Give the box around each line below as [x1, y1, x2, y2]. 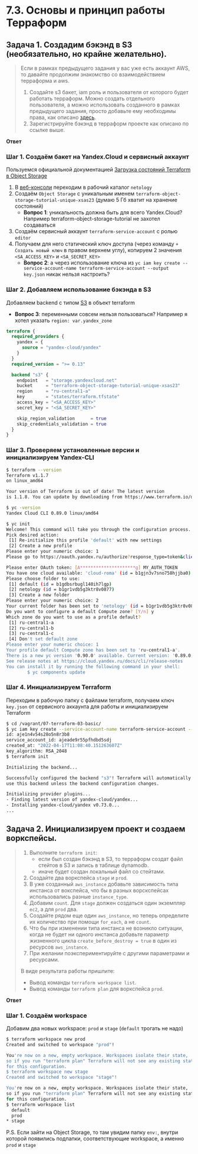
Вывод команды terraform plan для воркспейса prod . [29, 985, 164, 992]
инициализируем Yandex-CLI [6, 453, 94, 462]
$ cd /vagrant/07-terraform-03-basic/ [6, 720, 101, 727]
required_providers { [11, 334, 65, 340]
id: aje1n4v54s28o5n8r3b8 [6, 731, 70, 737]
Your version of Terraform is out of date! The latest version [6, 489, 165, 495]
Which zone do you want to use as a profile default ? [6, 614, 141, 620]
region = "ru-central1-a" [16, 388, 91, 394]
